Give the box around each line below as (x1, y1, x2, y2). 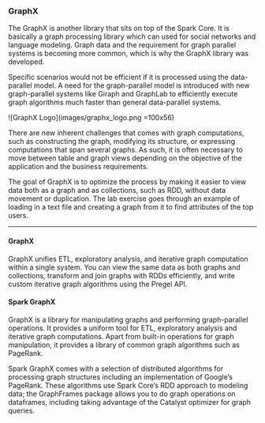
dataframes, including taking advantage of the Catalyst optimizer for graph (8, 397, 251, 406)
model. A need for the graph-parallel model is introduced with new (33, 81, 250, 90)
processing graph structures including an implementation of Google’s (8, 372, 233, 381)
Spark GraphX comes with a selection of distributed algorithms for (8, 364, 223, 373)
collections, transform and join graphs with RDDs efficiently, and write (8, 270, 235, 280)
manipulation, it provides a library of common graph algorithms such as (8, 340, 241, 349)
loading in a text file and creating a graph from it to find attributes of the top (8, 202, 254, 212)
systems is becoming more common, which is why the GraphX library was (8, 49, 249, 59)
